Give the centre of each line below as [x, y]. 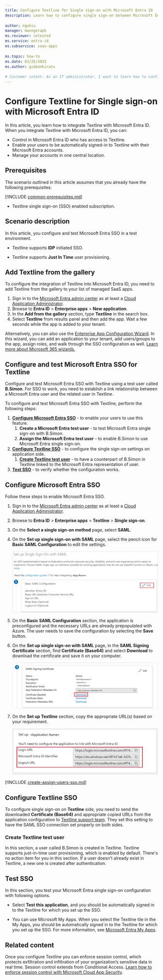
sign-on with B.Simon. [41, 433]
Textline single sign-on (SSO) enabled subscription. [64, 206]
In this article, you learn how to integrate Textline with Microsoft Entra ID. [78, 125]
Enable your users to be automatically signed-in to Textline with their [81, 145]
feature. [20, 423]
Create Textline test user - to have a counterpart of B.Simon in [82, 459]
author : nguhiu [20, 26]
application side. [28, 454]
